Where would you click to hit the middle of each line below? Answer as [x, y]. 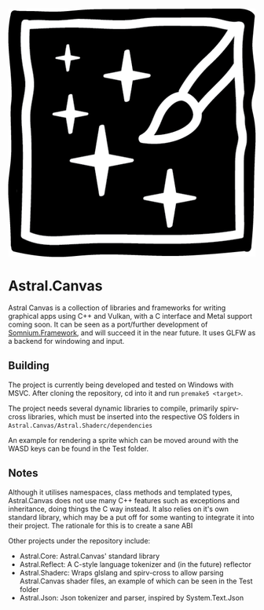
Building [29, 366]
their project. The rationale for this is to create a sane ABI [101, 525]
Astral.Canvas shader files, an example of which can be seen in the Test [136, 581]
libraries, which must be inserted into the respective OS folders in [134, 416]
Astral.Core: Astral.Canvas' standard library [90, 556]
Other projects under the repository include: [79, 541]
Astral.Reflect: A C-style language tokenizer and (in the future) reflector [135, 564]
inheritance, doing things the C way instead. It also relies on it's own [119, 509]
